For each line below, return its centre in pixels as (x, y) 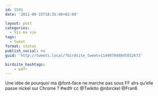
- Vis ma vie (23, 33)
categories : (17, 28)
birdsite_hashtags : (25, 64)
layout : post (19, 23)
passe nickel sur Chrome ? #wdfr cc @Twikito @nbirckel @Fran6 (71, 88)
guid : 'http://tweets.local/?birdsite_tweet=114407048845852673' (74, 55)
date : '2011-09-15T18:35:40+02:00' (42, 14)
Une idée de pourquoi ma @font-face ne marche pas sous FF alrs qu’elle (79, 83)
